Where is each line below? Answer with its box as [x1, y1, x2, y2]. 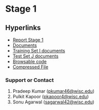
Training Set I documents [12, 48, 65, 53]
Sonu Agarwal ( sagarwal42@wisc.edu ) [12, 99, 95, 105]
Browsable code [12, 59, 47, 64]
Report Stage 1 [12, 37, 44, 43]
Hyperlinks [5, 23, 41, 32]
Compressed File [12, 64, 49, 70]
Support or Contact [5, 76, 54, 84]
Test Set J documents [12, 53, 59, 59]
